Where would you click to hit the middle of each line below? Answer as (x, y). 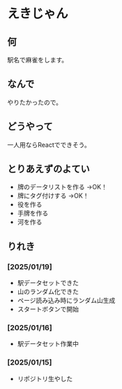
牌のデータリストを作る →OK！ (62, 187)
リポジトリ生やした (45, 378)
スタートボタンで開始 (48, 309)
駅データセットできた (48, 283)
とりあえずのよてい (48, 169)
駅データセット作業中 (48, 344)
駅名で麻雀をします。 (38, 60)
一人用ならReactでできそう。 (49, 144)
